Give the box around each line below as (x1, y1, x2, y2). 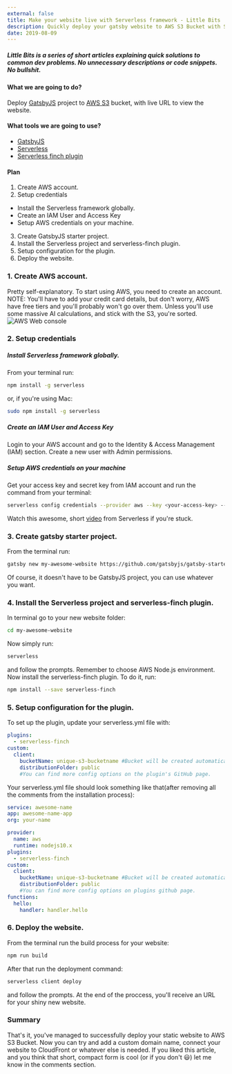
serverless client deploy (7, 978, 81, 985)
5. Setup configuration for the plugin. (7, 703, 135, 712)
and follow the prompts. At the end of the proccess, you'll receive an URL (7, 990, 215, 998)
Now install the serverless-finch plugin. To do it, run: (7, 673, 157, 681)
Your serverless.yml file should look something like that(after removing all (7, 783, 216, 791)
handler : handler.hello (19, 906, 88, 913)
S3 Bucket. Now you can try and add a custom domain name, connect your (7, 1038, 221, 1046)
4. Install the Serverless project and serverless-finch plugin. (7, 598, 214, 608)
